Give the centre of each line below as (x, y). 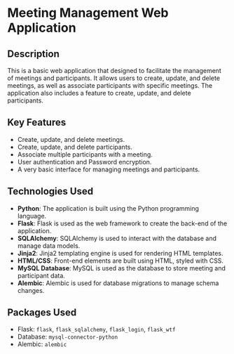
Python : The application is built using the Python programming (108, 208)
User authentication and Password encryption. (84, 162)
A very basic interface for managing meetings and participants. (109, 169)
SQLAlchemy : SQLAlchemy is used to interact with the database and (117, 238)
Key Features (37, 123)
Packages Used (42, 313)
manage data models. (49, 245)
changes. (31, 290)
